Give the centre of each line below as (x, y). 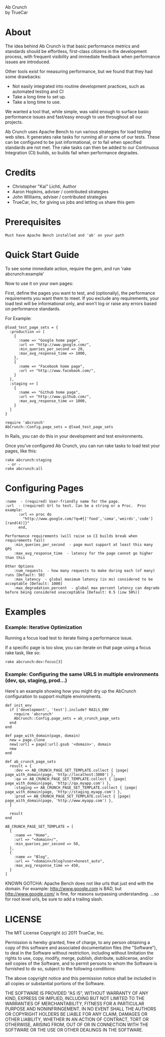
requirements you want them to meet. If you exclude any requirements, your (82, 298)
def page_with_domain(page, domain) (43, 736)
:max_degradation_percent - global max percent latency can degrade (87, 588)
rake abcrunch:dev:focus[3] (34, 662)
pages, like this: (21, 451)
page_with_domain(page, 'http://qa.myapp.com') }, (58, 783)
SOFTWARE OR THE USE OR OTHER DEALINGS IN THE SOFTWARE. (74, 1030)
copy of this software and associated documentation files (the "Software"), (81, 948)
